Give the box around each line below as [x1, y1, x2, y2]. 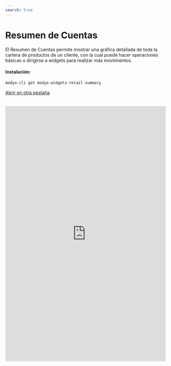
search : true [5, 7, 33, 13]
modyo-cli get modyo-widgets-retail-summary [5, 80, 101, 85]
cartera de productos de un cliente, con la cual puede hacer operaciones [5, 52, 159, 58]
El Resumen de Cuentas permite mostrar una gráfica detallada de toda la [5, 46, 158, 53]
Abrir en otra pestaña [5, 89, 50, 95]
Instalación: [5, 69, 31, 75]
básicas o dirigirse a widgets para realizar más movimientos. [5, 57, 132, 63]
